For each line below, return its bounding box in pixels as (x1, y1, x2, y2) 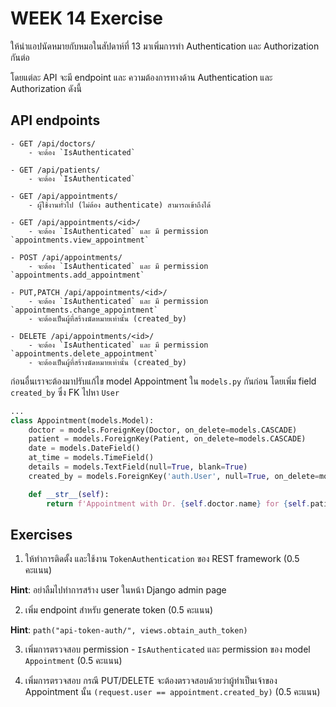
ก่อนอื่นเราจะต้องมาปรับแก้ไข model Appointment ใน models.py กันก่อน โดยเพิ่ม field (10, 375, 317, 387)
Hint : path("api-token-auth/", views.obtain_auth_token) (10, 624, 248, 636)
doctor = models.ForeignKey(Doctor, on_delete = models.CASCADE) (28, 425, 298, 435)
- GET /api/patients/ (10, 165, 101, 175)
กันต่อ (10, 51, 30, 63)
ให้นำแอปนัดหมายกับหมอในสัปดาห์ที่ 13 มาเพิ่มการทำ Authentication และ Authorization (10, 40, 320, 52)
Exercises (10, 526, 73, 543)
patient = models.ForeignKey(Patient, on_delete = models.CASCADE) (28, 434, 307, 444)
